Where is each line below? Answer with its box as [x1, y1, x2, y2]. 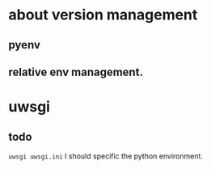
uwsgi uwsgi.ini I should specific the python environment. [8, 151, 204, 161]
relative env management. [8, 65, 144, 78]
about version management [8, 6, 198, 24]
